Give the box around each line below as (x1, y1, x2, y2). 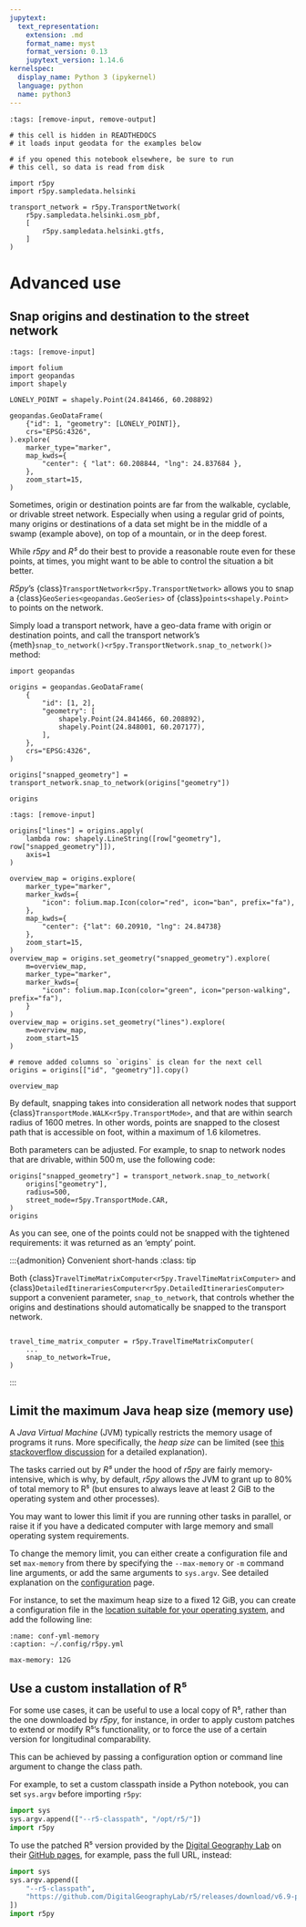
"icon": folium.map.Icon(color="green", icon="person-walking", (42, 986, 291, 995)
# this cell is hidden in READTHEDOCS (9, 130, 157, 140)
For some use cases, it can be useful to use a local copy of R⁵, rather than (9, 1704, 287, 1715)
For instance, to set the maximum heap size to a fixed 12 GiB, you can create (9, 1595, 296, 1606)
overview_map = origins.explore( (9, 874, 137, 883)
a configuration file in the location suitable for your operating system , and (9, 1604, 285, 1615)
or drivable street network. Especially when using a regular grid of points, (9, 508, 285, 520)
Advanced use (9, 273, 121, 293)
